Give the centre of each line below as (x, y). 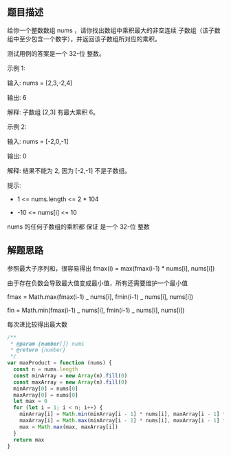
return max (29, 439)
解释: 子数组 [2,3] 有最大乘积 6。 (53, 112)
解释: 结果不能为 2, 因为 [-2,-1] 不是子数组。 (69, 170)
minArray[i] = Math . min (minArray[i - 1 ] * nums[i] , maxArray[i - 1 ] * (123, 414)
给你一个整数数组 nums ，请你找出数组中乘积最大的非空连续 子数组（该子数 (114, 30)
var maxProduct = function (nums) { (59, 363)
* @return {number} (38, 350)
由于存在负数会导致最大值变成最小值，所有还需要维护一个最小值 (97, 283)
